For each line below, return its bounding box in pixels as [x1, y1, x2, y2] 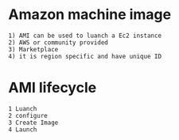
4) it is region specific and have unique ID [8, 52, 161, 60]
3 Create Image [8, 119, 59, 127]
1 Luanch [8, 104, 37, 112]
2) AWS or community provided [8, 38, 109, 47]
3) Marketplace [8, 45, 59, 53]
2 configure [8, 112, 48, 119]
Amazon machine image [8, 6, 172, 24]
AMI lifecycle [8, 79, 97, 96]
